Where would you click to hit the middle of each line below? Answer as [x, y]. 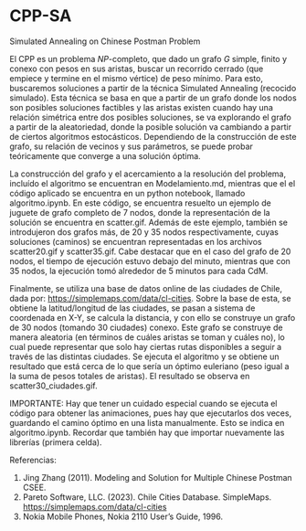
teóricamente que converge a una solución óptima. [105, 155]
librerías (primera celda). [56, 442]
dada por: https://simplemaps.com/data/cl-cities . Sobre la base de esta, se [150, 298]
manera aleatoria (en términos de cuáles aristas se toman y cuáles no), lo [147, 337]
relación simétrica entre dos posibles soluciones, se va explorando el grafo [151, 117]
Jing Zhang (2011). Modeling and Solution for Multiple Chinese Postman [157, 477]
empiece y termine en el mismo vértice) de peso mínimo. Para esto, [136, 78]
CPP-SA [41, 16]
